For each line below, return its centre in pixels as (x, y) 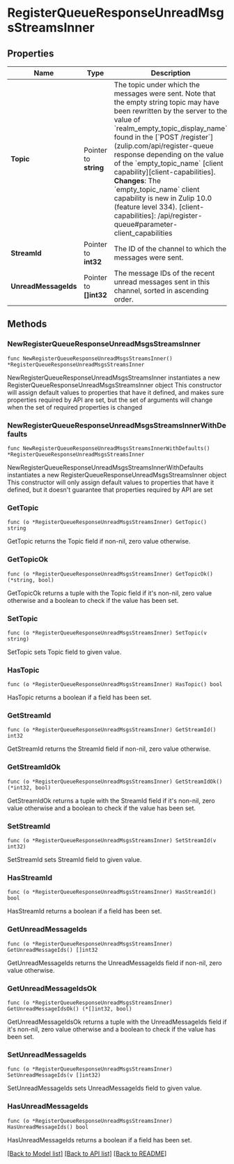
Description (171, 73)
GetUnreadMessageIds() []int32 (53, 950)
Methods (27, 324)
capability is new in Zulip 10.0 (163, 198)
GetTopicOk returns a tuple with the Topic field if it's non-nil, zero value (110, 593)
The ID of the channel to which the (170, 249)
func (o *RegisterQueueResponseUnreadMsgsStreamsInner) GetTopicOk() (110, 574)
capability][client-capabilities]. (165, 172)
